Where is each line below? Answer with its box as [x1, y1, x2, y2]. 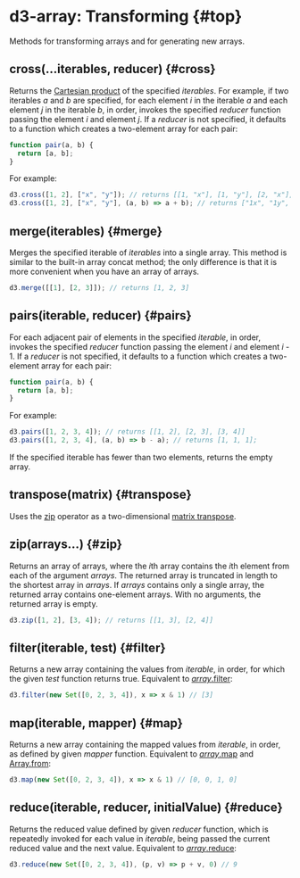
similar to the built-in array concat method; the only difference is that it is [9, 256, 278, 267]
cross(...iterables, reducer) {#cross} [9, 62, 216, 77]
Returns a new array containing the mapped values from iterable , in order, [9, 739, 281, 750]
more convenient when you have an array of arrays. [9, 266, 199, 277]
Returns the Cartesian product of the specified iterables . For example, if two [9, 85, 289, 95]
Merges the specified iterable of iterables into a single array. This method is [9, 247, 287, 258]
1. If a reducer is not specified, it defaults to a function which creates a [9, 351, 268, 361]
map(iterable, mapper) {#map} [9, 716, 183, 731]
